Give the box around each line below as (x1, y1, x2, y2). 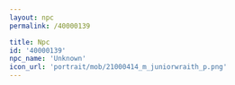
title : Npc (9, 38, 50, 47)
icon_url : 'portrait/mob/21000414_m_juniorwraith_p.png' (9, 63, 228, 72)
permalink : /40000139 (9, 21, 91, 30)
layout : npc (9, 13, 54, 22)
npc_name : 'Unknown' (9, 55, 87, 64)
